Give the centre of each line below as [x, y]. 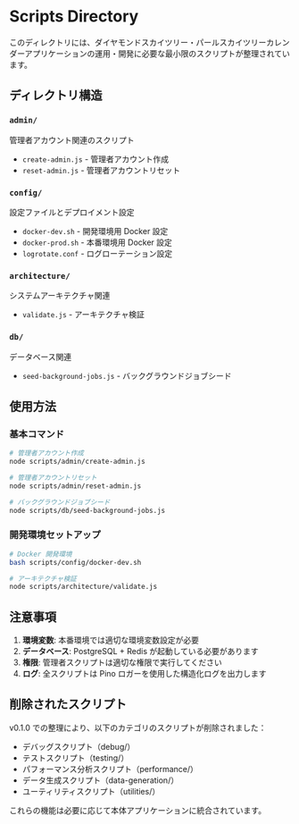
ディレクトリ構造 [56, 96]
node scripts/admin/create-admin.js [77, 462]
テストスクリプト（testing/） [75, 758]
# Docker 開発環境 [41, 554]
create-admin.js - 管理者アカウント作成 [96, 159]
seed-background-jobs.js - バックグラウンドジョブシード [127, 375]
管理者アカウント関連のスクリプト [72, 139]
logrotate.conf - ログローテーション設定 [97, 253]
